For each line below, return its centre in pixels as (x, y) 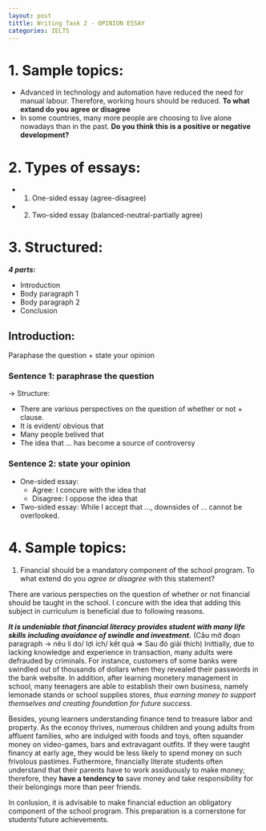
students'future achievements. (59, 819)
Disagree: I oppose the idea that (85, 498)
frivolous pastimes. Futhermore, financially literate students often (116, 761)
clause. (32, 418)
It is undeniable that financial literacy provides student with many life (127, 627)
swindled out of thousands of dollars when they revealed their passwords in (133, 669)
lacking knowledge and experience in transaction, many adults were (121, 652)
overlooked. (40, 515)
